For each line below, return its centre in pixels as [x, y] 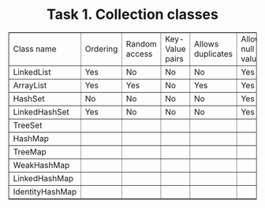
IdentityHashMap [45, 191]
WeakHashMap [41, 165]
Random [142, 43]
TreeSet [28, 125]
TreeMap [30, 151]
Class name [35, 49]
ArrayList [30, 85]
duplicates [213, 54]
